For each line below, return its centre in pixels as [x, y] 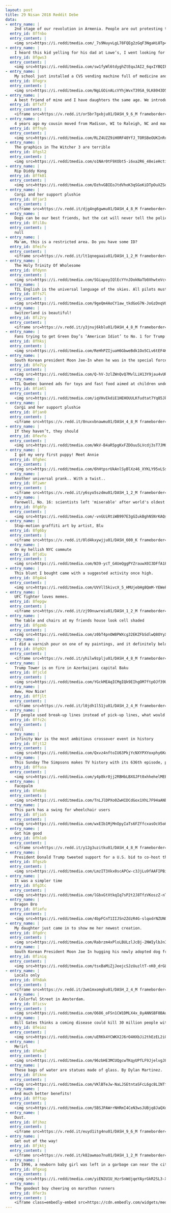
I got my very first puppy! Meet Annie [57, 455]
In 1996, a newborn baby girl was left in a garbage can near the [86, 1165]
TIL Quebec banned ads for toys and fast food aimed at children [85, 384]
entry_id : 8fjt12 [28, 744]
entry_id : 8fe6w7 [28, 1051]
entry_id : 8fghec [28, 460]
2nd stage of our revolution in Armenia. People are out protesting [89, 29]
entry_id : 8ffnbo [28, 34]
